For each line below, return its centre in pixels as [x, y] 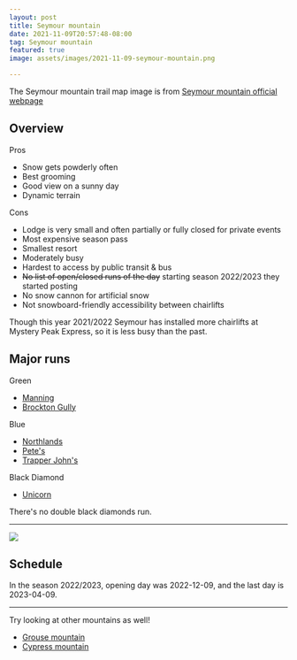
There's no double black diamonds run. [80, 511]
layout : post [33, 17]
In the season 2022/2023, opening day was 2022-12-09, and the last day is [147, 586]
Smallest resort [49, 248]
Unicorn [37, 494]
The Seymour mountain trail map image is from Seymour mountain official [143, 91]
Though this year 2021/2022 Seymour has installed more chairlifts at [134, 322]
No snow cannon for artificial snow [86, 295]
